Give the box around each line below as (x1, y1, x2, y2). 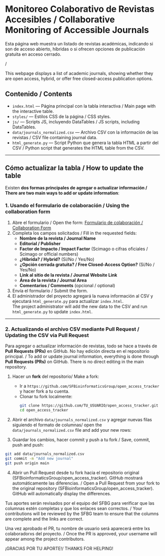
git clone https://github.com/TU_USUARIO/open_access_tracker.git (19, 403, 159, 408)
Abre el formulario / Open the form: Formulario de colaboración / (12, 220, 143, 225)
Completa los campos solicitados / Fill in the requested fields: (12, 230, 137, 236)
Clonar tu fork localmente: (19, 394, 73, 400)
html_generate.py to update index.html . (12, 308, 93, 314)
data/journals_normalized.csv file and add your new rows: (12, 427, 132, 433)
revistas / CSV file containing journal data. (12, 134, 98, 140)
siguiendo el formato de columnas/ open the (12, 422, 102, 428)
